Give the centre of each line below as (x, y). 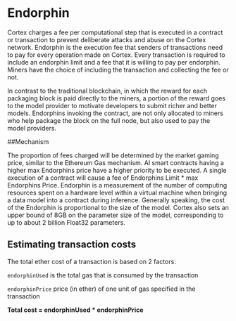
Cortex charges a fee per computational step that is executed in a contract (115, 32)
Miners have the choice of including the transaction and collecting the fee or (118, 70)
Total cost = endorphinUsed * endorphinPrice (75, 310)
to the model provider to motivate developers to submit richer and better (112, 105)
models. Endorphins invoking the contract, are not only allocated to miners (116, 113)
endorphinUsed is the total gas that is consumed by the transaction (103, 275)
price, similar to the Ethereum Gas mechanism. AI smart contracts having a (116, 162)
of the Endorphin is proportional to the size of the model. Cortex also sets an (118, 207)
